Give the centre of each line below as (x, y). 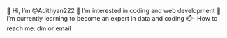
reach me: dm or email (39, 28)
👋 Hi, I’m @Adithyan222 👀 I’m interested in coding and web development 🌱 (114, 11)
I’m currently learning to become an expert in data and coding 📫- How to (112, 18)
